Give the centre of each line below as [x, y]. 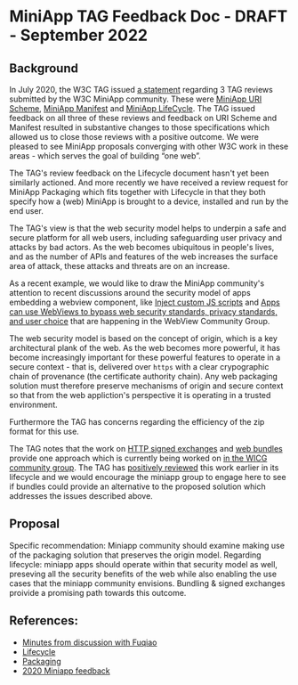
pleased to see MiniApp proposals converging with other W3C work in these [149, 146]
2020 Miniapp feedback [66, 671]
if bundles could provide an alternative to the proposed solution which [137, 486]
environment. [33, 404]
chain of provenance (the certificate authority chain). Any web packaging [144, 376]
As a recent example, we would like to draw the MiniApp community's [137, 283]
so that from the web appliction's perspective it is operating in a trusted [140, 395]
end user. [27, 211]
